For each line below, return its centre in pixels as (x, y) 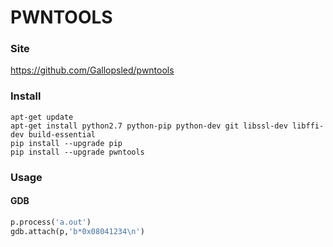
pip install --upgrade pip (66, 143)
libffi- (308, 126)
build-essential (62, 134)
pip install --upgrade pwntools (77, 152)
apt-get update (42, 117)
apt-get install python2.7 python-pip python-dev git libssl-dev (149, 126)
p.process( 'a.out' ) (51, 222)
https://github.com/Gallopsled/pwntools (92, 70)
